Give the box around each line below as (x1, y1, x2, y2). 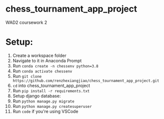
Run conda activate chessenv (12, 68, 72, 74)
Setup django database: (12, 93, 61, 99)
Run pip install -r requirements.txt (12, 87, 90, 93)
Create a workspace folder (12, 52, 66, 58)
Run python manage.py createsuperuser (12, 103, 92, 109)
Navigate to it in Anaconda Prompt (12, 57, 82, 64)
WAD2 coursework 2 (5, 19, 47, 25)
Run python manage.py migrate (12, 98, 75, 104)
